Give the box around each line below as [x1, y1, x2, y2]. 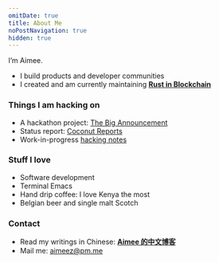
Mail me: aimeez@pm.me [19, 246, 104, 256]
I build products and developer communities [19, 71, 165, 80]
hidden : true [8, 33, 52, 42]
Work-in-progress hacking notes [19, 135, 127, 144]
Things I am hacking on [8, 100, 100, 111]
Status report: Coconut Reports [19, 126, 123, 135]
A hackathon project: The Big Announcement [19, 117, 168, 128]
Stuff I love [8, 155, 51, 166]
